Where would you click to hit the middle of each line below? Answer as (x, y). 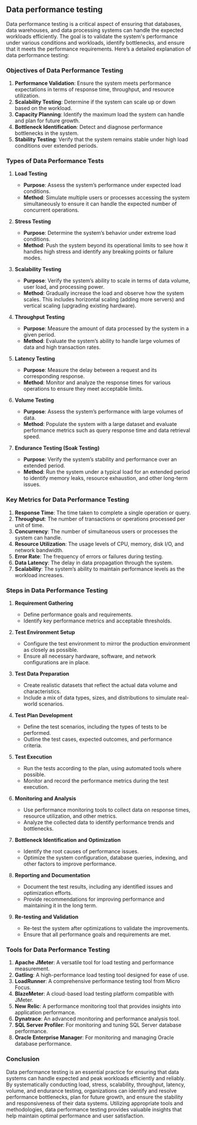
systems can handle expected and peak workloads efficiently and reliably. (96, 1078)
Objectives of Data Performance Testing (65, 70)
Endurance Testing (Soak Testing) (57, 448)
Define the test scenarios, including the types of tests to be (95, 727)
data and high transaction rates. (62, 347)
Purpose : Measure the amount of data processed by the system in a (106, 328)
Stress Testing (33, 222)
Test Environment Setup (45, 632)
